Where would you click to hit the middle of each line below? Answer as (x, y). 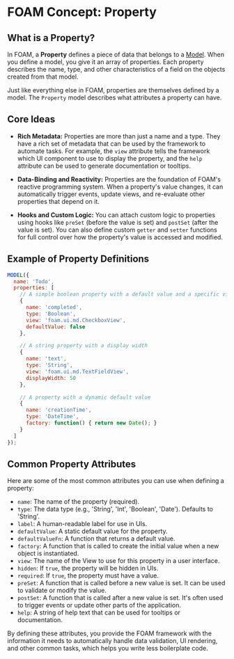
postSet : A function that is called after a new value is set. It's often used (120, 598)
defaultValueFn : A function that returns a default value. (96, 539)
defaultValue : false (55, 327)
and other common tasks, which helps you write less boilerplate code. (108, 649)
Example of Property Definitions (78, 259)
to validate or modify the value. (62, 590)
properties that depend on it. (58, 201)
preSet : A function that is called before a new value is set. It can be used (121, 583)
